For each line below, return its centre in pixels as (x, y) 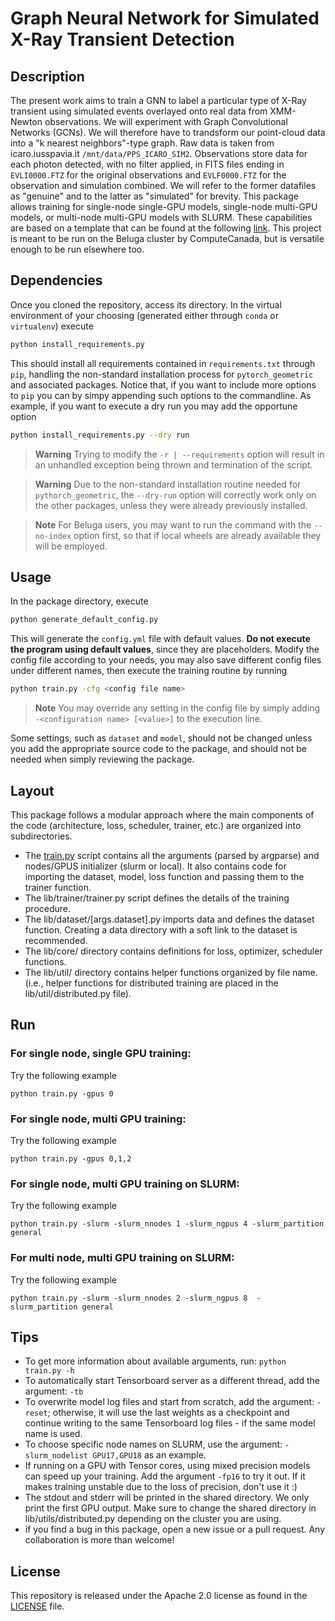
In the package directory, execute (79, 601)
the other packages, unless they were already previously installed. (171, 505)
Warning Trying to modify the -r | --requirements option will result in (179, 454)
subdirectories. (41, 836)
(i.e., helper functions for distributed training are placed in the (151, 983)
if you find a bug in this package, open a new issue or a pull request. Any (175, 1529)
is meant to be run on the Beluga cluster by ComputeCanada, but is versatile (167, 238)
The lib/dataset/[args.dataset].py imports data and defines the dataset (169, 919)
